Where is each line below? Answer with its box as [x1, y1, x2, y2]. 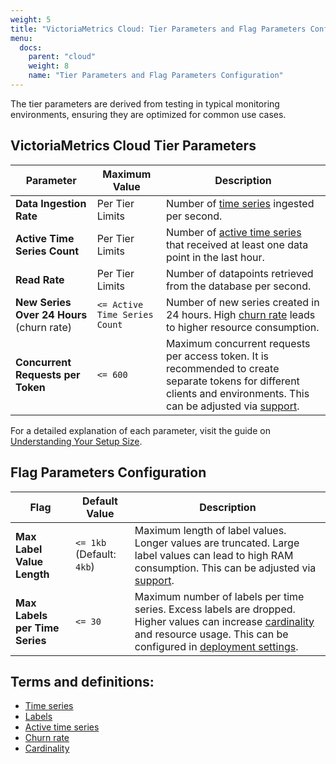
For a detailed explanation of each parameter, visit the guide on [10, 424, 271, 436]
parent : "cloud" [28, 52, 97, 62]
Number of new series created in [165, 295, 320, 309]
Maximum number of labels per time [134, 589, 305, 603]
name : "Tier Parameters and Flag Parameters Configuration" [28, 71, 284, 81]
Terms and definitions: [10, 673, 155, 690]
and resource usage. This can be [134, 627, 289, 641]
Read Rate [15, 272, 65, 286]
